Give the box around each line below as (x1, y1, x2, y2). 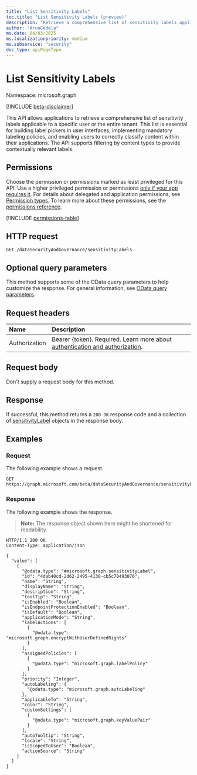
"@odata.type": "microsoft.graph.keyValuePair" (32, 717, 151, 723)
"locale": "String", (21, 737, 72, 743)
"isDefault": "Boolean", (21, 609, 83, 615)
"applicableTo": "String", (21, 696, 88, 702)
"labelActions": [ (21, 619, 67, 625)
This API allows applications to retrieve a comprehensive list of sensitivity (6, 114, 184, 121)
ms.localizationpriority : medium (6, 36, 88, 42)
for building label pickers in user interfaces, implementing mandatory (6, 127, 173, 134)
